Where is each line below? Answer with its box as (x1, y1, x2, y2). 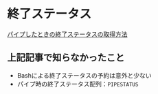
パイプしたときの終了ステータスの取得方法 (7, 30, 128, 38)
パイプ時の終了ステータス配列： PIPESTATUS (16, 80, 139, 88)
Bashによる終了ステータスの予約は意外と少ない (16, 71, 153, 79)
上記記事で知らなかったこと (7, 52, 125, 63)
